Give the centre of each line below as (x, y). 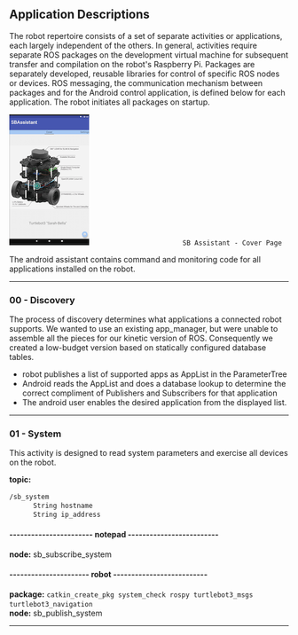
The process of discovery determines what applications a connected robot (145, 319)
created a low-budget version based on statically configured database (138, 348)
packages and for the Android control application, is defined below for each (147, 92)
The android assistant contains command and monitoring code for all (135, 259)
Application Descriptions (80, 15)
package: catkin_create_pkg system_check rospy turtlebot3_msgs (131, 594)
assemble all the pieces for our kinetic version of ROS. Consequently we (141, 338)
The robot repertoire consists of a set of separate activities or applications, (146, 35)
